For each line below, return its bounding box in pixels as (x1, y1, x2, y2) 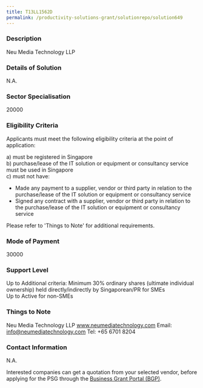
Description (6, 35, 42, 43)
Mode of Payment (6, 237, 59, 246)
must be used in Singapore (6, 166, 74, 173)
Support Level (6, 266, 48, 274)
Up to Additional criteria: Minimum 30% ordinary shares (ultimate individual (6, 279, 194, 287)
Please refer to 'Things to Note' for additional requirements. (6, 222, 155, 229)
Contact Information (6, 343, 68, 352)
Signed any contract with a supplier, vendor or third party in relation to (15, 197, 191, 204)
